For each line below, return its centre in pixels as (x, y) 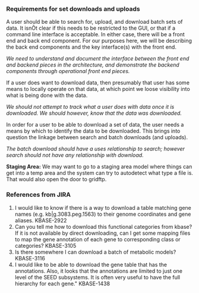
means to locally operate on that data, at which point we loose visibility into (98, 89)
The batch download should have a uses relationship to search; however (96, 149)
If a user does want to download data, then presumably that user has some (98, 83)
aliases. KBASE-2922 (41, 220)
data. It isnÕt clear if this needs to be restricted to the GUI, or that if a (91, 28)
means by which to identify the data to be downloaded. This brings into (93, 131)
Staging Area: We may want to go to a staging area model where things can (99, 167)
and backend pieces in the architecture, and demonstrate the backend (93, 65)
